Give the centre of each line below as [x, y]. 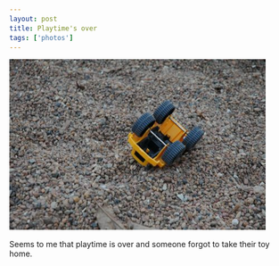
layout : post [33, 19]
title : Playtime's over [53, 28]
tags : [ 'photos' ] [41, 37]
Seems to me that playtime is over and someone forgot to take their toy [139, 245]
